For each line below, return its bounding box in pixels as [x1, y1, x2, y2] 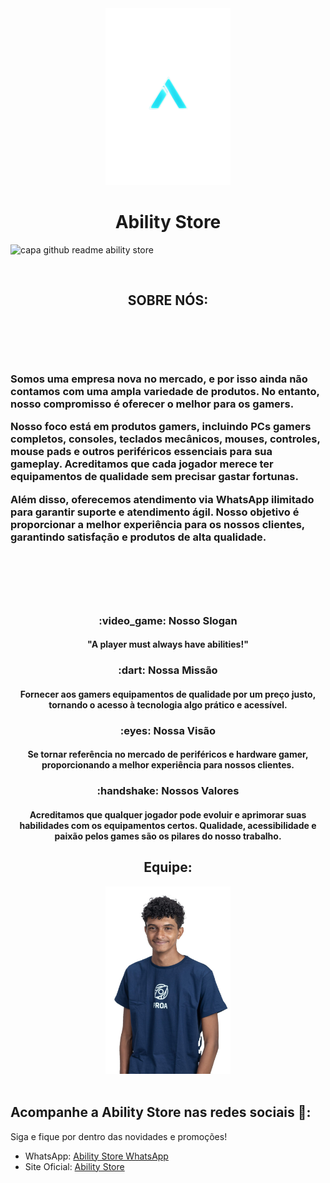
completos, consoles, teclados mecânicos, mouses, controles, [10, 432, 321, 446]
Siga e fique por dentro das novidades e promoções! [10, 1130, 228, 1142]
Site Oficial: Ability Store [24, 1160, 125, 1172]
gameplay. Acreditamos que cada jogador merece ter [10, 457, 274, 471]
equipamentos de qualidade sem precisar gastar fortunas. [10, 470, 299, 484]
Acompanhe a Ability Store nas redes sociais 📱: [10, 1104, 312, 1121]
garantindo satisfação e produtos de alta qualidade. [10, 530, 267, 544]
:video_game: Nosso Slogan [98, 613, 238, 627]
